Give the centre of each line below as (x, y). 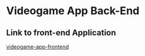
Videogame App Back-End (73, 11)
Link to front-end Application (61, 33)
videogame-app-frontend (38, 47)
